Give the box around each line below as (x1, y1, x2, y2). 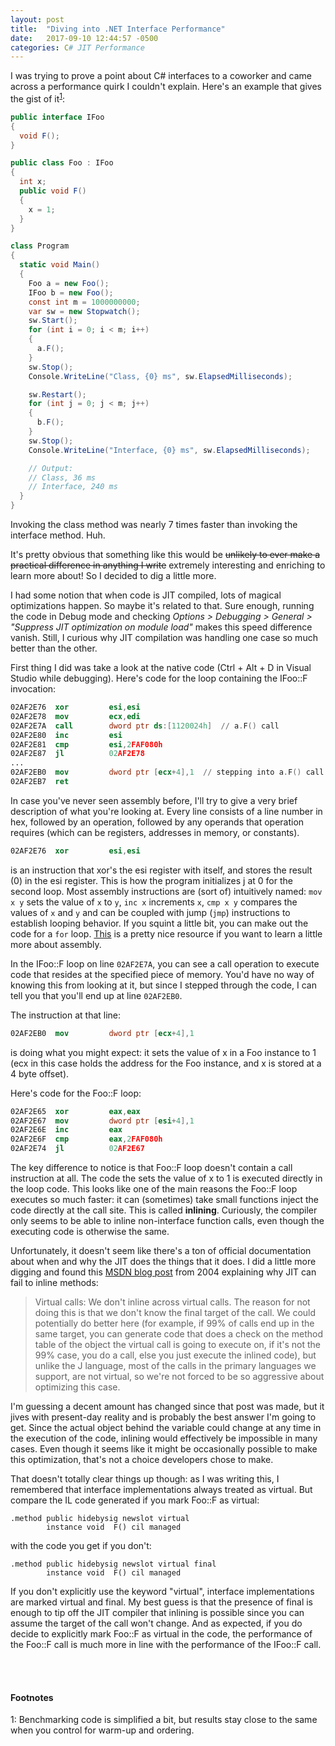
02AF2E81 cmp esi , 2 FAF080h (10, 739, 163, 750)
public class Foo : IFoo (10, 158, 114, 168)
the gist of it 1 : (10, 91, 66, 105)
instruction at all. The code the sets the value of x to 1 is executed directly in (10, 1172, 323, 1185)
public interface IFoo (10, 112, 105, 122)
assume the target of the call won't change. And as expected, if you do (10, 1617, 303, 1630)
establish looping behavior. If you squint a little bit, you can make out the (10, 917, 309, 929)
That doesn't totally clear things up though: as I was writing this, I (10, 1473, 280, 1485)
